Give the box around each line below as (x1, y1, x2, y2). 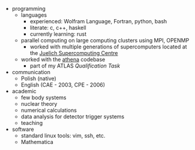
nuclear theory (20, 100, 58, 107)
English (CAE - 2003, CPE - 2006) (20, 81, 106, 88)
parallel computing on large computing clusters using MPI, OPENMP (20, 37, 190, 44)
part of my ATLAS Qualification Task (29, 62, 121, 69)
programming (11, 5, 46, 12)
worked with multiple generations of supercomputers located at (29, 43, 187, 50)
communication (11, 69, 51, 75)
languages (20, 11, 47, 19)
